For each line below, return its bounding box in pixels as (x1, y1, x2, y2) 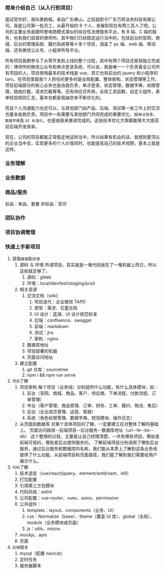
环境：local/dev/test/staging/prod (27, 280, 95, 286)
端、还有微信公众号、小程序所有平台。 (5, 47, 82, 53)
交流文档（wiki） (27, 292, 61, 299)
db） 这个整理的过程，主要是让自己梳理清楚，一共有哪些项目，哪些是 (19, 433, 160, 439)
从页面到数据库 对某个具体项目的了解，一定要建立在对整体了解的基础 (19, 421, 159, 427)
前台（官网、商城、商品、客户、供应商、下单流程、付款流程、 (27, 390, 152, 396)
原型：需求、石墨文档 (34, 304, 78, 311)
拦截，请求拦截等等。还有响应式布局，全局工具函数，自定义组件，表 (22, 89, 160, 95)
